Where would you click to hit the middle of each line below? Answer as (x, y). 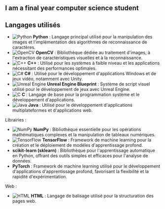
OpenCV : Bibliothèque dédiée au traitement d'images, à (93, 53)
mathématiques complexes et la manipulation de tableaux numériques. (84, 135)
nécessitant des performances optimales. (54, 68)
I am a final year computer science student (72, 8)
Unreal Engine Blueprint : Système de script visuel (99, 84)
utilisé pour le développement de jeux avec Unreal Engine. (71, 89)
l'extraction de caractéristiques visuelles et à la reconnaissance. (77, 58)
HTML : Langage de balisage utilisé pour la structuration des (92, 196)
